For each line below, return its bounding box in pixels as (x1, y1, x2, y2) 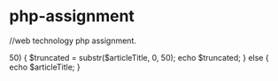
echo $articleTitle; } (9, 62, 81, 72)
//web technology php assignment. (9, 35, 137, 46)
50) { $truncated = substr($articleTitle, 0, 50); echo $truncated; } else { (9, 52, 269, 63)
